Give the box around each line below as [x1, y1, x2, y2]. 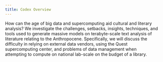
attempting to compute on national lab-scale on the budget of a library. [5, 51, 147, 57]
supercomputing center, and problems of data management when [5, 46, 137, 52]
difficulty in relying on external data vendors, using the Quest [5, 41, 128, 46]
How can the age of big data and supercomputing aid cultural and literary [5, 20, 152, 26]
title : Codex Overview [5, 7, 51, 12]
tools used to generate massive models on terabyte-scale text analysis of [5, 31, 152, 36]
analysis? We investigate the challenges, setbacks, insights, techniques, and [5, 25, 158, 31]
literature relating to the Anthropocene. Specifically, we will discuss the [5, 36, 147, 42]
